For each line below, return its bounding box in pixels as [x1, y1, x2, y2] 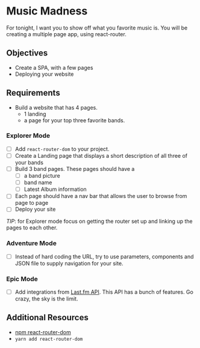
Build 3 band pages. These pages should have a [14, 165, 135, 172]
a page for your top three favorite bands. [23, 116, 125, 124]
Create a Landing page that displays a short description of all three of [14, 152, 188, 159]
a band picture [23, 172, 60, 179]
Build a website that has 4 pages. [14, 104, 98, 111]
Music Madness [6, 4, 88, 18]
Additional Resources [6, 312, 89, 323]
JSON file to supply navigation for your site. [14, 259, 123, 267]
